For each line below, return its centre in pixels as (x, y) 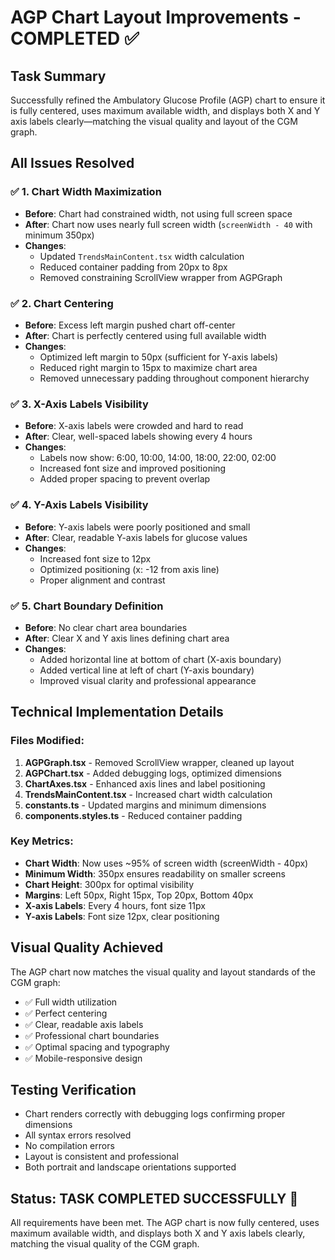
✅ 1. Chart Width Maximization (86, 192)
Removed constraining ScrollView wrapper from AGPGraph (161, 277)
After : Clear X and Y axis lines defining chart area (127, 638)
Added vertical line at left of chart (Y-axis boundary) (147, 670)
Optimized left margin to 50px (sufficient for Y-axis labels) (159, 357)
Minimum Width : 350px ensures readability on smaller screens (155, 873)
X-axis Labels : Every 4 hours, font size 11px (115, 905)
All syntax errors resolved (78, 1135)
